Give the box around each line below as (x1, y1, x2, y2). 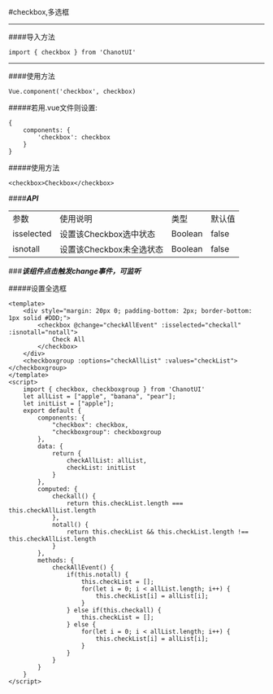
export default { (23, 406, 82, 415)
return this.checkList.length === (66, 499, 184, 507)
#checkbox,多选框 (8, 7, 70, 16)
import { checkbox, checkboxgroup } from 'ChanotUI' (23, 385, 206, 393)
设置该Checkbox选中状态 (59, 229, 156, 239)
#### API (8, 194, 39, 203)
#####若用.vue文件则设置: (8, 103, 97, 112)
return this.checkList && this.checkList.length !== (66, 528, 249, 536)
